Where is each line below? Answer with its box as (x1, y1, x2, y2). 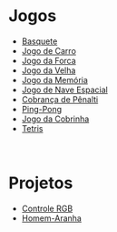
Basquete (21, 36, 58, 47)
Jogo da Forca (21, 55, 76, 66)
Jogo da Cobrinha (21, 113, 90, 124)
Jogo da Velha (21, 65, 76, 76)
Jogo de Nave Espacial (21, 84, 108, 95)
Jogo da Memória (21, 74, 88, 85)
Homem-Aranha (21, 212, 83, 224)
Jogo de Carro (21, 45, 76, 56)
